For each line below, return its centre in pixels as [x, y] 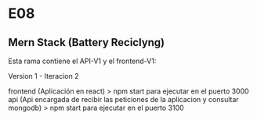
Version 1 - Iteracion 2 [44, 76]
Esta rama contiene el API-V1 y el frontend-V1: [82, 61]
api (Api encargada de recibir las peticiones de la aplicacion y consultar [123, 99]
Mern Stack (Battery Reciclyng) [87, 42]
